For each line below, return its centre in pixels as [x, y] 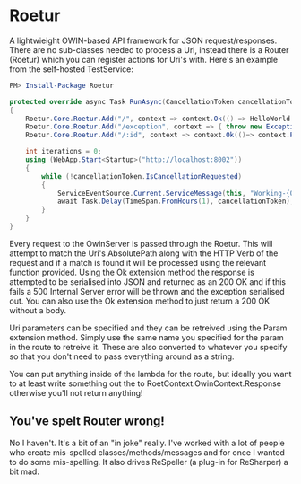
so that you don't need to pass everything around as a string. [122, 356]
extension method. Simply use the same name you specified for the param [146, 337]
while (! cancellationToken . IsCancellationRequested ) [142, 176]
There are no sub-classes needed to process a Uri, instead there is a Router [149, 49]
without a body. [38, 310]
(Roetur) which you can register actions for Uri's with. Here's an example [144, 59]
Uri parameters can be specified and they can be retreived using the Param [148, 328]
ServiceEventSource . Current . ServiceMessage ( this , [151, 193]
